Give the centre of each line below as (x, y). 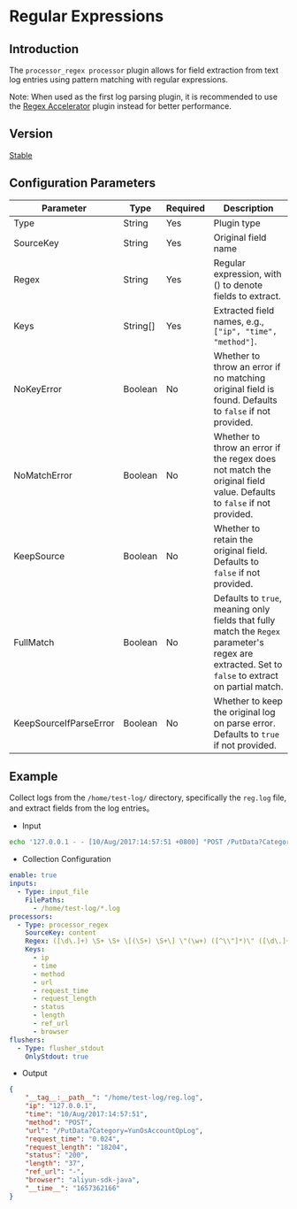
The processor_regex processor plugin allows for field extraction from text (144, 70)
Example (34, 777)
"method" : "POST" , (59, 1122)
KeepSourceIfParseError (64, 723)
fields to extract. (247, 296)
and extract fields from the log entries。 (82, 808)
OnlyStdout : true (57, 1056)
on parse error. (244, 723)
